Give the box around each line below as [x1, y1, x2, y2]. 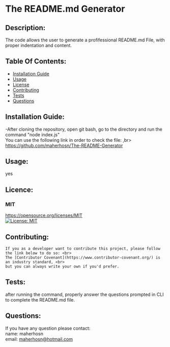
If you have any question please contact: [5, 325, 91, 331]
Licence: [5, 185, 34, 194]
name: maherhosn [5, 330, 43, 337]
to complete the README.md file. [5, 296, 75, 303]
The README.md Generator [5, 3, 125, 15]
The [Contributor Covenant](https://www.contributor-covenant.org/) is [5, 255, 160, 260]
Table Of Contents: [5, 57, 67, 66]
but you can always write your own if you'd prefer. [5, 264, 120, 269]
